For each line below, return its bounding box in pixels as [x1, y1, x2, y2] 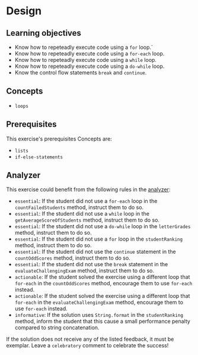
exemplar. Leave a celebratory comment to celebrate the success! [6, 342, 169, 349]
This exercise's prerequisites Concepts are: [6, 135, 113, 142]
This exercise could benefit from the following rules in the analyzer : [6, 186, 171, 193]
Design [6, 4, 42, 18]
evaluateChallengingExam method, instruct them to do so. [14, 267, 155, 275]
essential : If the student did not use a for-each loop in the [14, 198, 158, 205]
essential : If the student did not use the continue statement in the [14, 248, 176, 256]
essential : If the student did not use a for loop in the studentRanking [14, 235, 183, 242]
